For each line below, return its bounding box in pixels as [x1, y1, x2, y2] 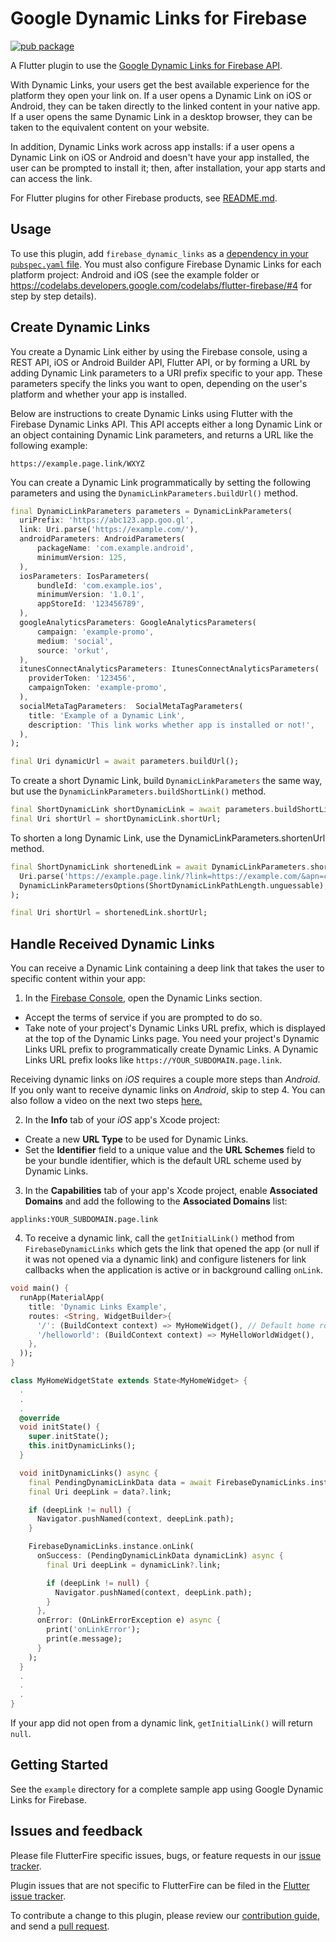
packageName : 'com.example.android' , [36, 543, 195, 554]
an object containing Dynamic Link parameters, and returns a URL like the [10, 428, 314, 441]
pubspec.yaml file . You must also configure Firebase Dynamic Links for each [10, 258, 322, 270]
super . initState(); [28, 1432, 110, 1442]
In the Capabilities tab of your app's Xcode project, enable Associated [24, 1185, 318, 1197]
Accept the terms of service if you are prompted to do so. [24, 1012, 263, 1024]
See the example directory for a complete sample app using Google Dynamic [10, 1783, 324, 1795]
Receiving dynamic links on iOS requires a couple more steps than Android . [10, 1073, 321, 1086]
